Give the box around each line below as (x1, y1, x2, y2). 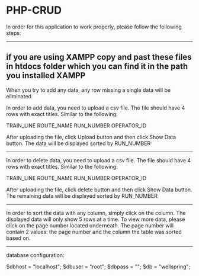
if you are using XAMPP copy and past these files (6, 52, 192, 62)
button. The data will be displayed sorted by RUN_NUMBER (6, 140, 151, 147)
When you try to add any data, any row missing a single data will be (6, 86, 171, 94)
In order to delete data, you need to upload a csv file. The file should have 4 (6, 156, 191, 163)
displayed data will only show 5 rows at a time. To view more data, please (6, 216, 185, 223)
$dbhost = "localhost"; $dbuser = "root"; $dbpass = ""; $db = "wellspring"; (6, 263, 191, 270)
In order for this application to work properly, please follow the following (6, 23, 182, 30)
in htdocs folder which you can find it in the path (6, 62, 188, 72)
